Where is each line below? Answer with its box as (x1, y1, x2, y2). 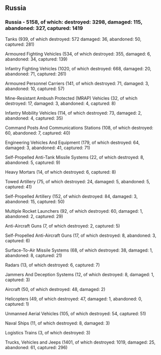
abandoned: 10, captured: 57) (5, 86, 65, 92)
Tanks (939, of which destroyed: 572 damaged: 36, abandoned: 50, (5, 36, 141, 42)
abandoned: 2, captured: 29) (5, 213, 63, 219)
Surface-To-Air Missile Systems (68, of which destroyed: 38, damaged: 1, (5, 247, 153, 253)
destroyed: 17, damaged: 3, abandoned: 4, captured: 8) (5, 100, 116, 106)
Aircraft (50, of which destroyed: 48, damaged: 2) (5, 286, 106, 292)
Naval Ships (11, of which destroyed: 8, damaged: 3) (5, 320, 110, 326)
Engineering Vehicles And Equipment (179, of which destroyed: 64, (5, 139, 140, 145)
